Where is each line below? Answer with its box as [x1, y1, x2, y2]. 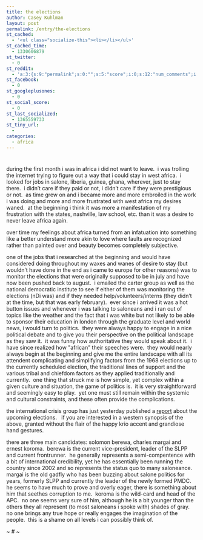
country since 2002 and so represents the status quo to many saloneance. [6, 464, 193, 471]
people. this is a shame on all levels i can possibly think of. [6, 516, 153, 523]
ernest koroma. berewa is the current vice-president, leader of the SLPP [6, 445, 188, 452]
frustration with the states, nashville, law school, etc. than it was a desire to [6, 210, 194, 218]
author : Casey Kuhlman [6, 15, 64, 21]
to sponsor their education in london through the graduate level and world [6, 317, 191, 325]
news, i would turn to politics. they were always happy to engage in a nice [6, 324, 192, 331]
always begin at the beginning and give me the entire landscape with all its [6, 350, 193, 358]
